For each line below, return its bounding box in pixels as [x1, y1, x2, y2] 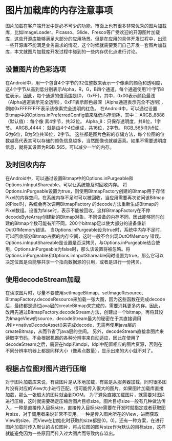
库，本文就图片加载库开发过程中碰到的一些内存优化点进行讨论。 [5, 48, 140, 55]
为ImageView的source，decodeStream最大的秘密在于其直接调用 [5, 315, 142, 322]
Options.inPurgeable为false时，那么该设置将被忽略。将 [14, 245, 131, 252]
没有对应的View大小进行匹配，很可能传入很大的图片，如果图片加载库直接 [9, 385, 164, 392]
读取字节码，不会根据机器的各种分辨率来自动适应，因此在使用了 [5, 335, 140, 341]
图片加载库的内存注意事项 [5, 5, 114, 16]
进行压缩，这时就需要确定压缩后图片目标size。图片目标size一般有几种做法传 [5, 398, 166, 404]
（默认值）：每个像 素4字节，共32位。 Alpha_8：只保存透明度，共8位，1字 [5, 118, 161, 124]
